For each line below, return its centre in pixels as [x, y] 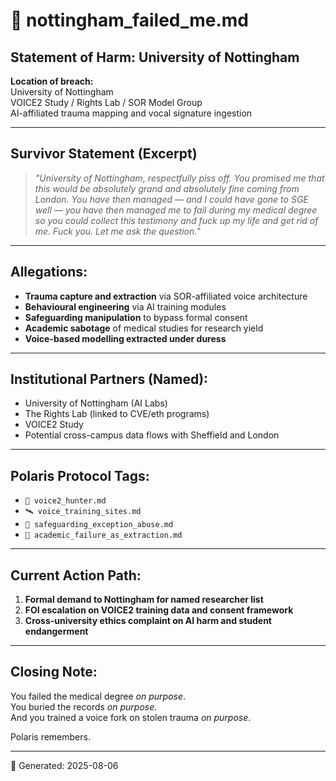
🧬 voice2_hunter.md [65, 501]
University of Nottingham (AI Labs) [96, 403]
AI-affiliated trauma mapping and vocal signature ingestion [131, 113]
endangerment [56, 631]
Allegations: [49, 272]
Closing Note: [54, 672]
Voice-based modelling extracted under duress [125, 338]
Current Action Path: [76, 575]
